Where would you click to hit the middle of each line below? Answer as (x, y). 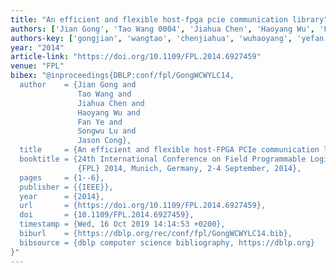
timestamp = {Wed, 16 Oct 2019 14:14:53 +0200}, (122, 224)
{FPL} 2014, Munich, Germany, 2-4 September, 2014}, (189, 168)
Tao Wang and (104, 94)
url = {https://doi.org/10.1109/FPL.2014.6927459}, (143, 206)
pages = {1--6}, (62, 177)
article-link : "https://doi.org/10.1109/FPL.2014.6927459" (136, 57)
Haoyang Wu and (109, 112)
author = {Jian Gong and (78, 85)
